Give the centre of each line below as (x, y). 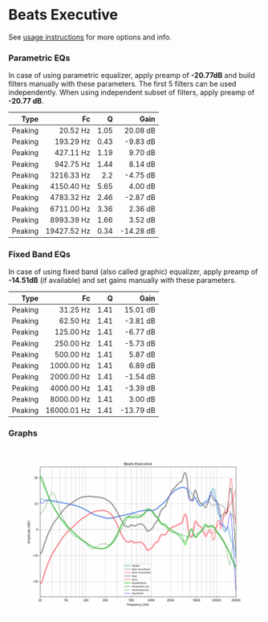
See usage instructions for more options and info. (90, 37)
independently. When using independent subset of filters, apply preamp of (132, 92)
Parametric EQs (39, 58)
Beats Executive (63, 15)
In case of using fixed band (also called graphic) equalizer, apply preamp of (133, 272)
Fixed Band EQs (39, 254)
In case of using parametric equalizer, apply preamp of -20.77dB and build (132, 76)
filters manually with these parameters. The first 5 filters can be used (122, 84)
